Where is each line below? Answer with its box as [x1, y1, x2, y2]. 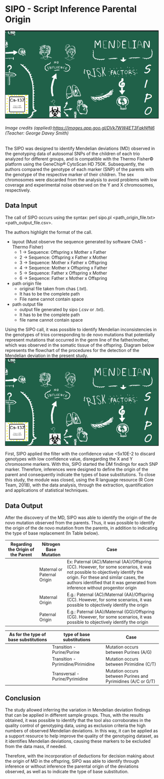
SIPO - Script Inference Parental [5, 3, 137, 15]
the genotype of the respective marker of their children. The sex [5, 171, 134, 177]
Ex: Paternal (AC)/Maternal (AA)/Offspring [66, 559, 152, 564]
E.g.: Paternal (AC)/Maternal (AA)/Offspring [66, 591, 154, 597]
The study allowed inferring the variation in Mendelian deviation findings [5, 707, 150, 713]
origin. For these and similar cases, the [66, 574, 144, 580]
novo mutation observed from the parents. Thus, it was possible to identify [5, 520, 155, 526]
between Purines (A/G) [105, 649, 152, 655]
